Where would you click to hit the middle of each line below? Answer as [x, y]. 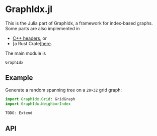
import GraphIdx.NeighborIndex [38, 104]
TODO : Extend [19, 113]
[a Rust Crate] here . [32, 43]
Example [19, 78]
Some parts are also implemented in [43, 28]
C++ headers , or [29, 38]
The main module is [26, 53]
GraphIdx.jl [29, 9]
